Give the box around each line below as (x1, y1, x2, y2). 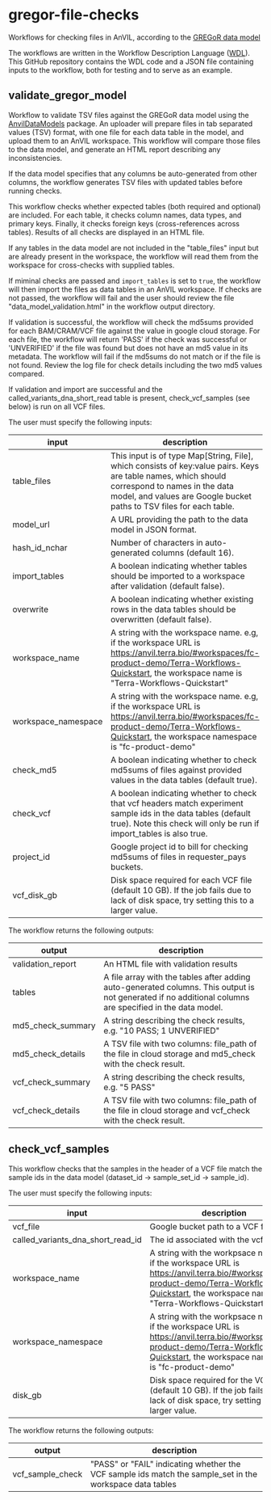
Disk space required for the (149, 1374, 253, 1385)
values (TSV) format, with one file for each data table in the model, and (8, 127, 244, 137)
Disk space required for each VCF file (110, 874, 252, 886)
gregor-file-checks (8, 6, 140, 24)
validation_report (12, 958, 77, 969)
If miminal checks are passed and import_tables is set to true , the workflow (8, 276, 261, 285)
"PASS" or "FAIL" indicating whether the (90, 1458, 241, 1469)
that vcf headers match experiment (110, 798, 244, 809)
